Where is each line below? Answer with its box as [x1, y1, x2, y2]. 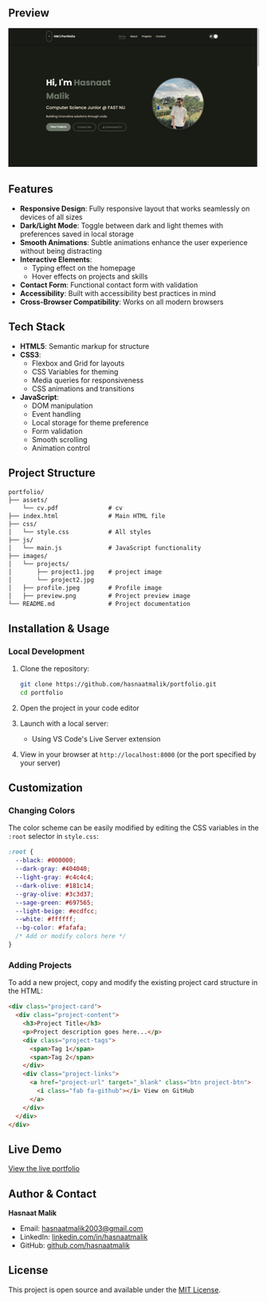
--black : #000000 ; [15, 857, 77, 865]
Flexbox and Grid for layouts [31, 358, 125, 368]
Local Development [8, 646, 85, 657]
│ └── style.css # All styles [8, 528, 151, 536]
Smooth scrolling [31, 434, 88, 444]
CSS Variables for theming [31, 366, 119, 376]
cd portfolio [19, 688, 64, 697]
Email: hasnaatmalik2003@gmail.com [19, 1224, 143, 1233]
